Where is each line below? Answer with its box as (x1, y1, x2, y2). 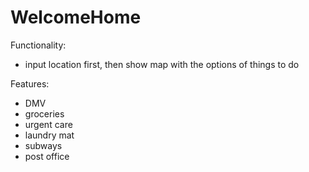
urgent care (24, 118, 73, 130)
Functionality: (10, 39, 67, 51)
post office (24, 150, 70, 162)
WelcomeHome (10, 6, 142, 29)
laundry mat (24, 129, 75, 141)
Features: (10, 77, 50, 90)
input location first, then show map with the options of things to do (24, 58, 300, 70)
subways (24, 139, 63, 151)
